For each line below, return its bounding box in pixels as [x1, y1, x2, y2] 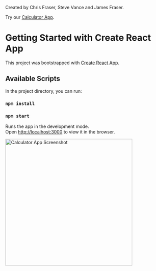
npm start [5, 113, 30, 119]
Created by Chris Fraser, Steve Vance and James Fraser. [5, 5, 124, 10]
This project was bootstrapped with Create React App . [5, 60, 120, 66]
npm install [5, 100, 35, 106]
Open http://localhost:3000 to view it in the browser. [5, 128, 115, 134]
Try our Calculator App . [5, 14, 55, 20]
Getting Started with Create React [5, 32, 151, 44]
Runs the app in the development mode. [5, 123, 89, 129]
